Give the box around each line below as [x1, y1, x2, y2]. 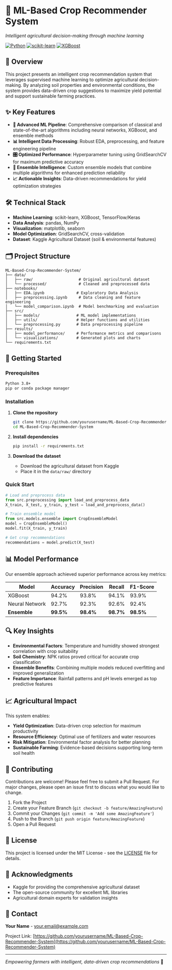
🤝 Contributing [5, 765, 53, 774]
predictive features [12, 681, 53, 687]
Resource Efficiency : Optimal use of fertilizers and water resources [12, 734, 156, 740]
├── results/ [5, 326, 33, 332]
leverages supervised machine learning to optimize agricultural [5, 77, 138, 83]
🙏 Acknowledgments [5, 870, 73, 879]
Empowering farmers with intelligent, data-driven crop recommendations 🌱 [5, 959, 164, 965]
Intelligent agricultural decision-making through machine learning [5, 32, 144, 39]
